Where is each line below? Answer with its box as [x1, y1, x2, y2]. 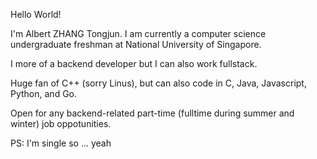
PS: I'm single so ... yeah [10, 137, 112, 149]
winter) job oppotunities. [10, 118, 112, 129]
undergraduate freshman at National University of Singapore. [10, 39, 262, 50]
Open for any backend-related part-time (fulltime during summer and [10, 107, 295, 119]
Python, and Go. [10, 88, 78, 99]
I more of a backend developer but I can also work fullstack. [10, 58, 258, 69]
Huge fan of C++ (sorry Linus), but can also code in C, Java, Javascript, [10, 77, 307, 89]
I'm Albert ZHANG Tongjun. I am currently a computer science [10, 28, 267, 39]
